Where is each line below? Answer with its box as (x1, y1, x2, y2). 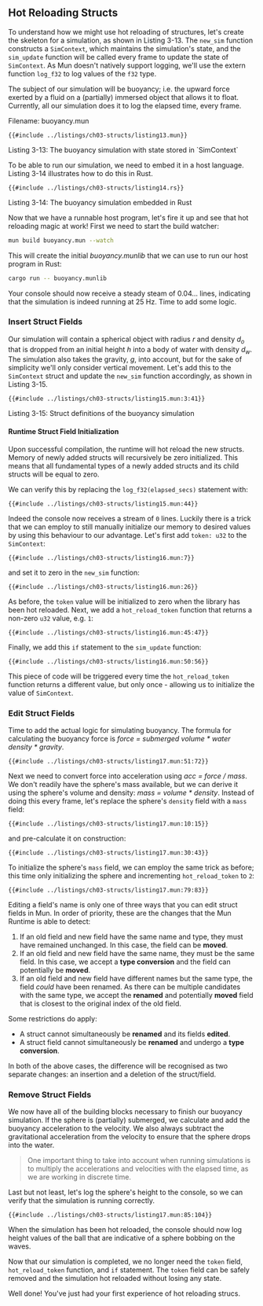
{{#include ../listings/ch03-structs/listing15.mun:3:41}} (8, 395, 206, 403)
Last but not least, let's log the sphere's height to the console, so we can (8, 1187, 243, 1197)
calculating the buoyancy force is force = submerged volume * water (8, 734, 231, 743)
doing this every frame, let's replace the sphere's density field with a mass (8, 796, 247, 805)
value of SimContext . (8, 688, 74, 697)
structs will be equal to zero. (8, 469, 100, 479)
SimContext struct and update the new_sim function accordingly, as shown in (8, 371, 253, 381)
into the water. (8, 1140, 55, 1150)
